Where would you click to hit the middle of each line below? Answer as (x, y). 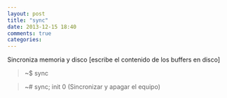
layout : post (26, 14)
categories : (25, 40)
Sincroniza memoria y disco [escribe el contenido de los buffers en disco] (114, 59)
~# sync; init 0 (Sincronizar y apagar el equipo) (92, 87)
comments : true (29, 33)
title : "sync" (28, 20)
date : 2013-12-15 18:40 (42, 27)
